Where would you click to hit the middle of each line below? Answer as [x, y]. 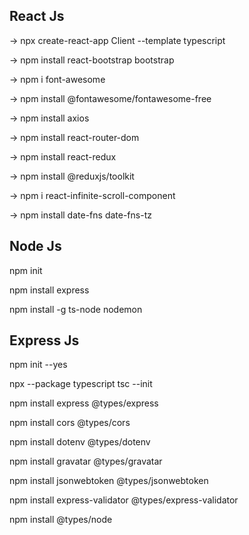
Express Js [44, 340]
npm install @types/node [61, 520]
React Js [37, 16]
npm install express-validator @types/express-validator [124, 500]
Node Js [35, 246]
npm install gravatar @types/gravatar [86, 461]
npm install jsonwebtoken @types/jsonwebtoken [109, 481]
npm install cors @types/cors [70, 423]
